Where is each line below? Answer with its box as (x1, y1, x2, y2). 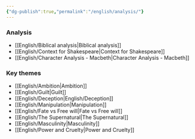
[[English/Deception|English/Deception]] (14, 95, 113, 102)
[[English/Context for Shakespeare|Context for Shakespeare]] (14, 48, 165, 55)
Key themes (6, 69, 41, 77)
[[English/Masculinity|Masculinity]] (14, 120, 100, 127)
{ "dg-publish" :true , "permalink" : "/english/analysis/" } (6, 8, 144, 15)
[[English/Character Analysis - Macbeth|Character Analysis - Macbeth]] (14, 54, 190, 61)
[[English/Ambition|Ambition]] (14, 82, 87, 89)
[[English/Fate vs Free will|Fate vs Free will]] (14, 108, 123, 115)
